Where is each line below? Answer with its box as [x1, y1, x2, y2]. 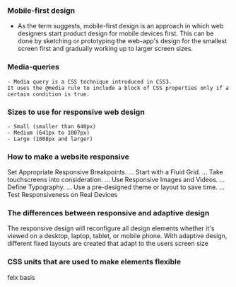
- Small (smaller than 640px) [7, 123, 97, 130]
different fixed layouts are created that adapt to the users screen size [7, 240, 208, 248]
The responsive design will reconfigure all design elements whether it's [7, 224, 215, 232]
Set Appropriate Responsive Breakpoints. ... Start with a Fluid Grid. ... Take [7, 168, 224, 176]
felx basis [7, 273, 35, 281]
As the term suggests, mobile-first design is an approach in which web [17, 22, 224, 30]
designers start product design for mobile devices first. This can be [17, 29, 214, 38]
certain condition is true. [7, 91, 90, 98]
